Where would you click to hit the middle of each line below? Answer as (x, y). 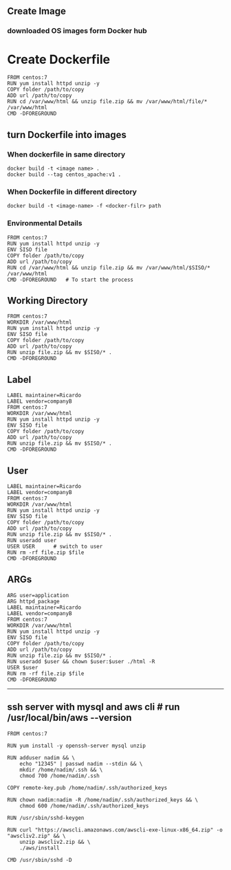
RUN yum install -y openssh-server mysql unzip (77, 746)
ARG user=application (38, 595)
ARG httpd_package (33, 601)
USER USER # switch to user (55, 546)
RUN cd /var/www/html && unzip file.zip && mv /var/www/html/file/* (107, 102)
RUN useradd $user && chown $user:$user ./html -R (81, 661)
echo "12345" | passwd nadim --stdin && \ (81, 763)
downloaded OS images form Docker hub (77, 31)
